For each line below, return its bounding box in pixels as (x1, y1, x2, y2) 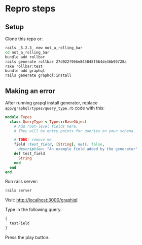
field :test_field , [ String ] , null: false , (14, 142, 105, 147)
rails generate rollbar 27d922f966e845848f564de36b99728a (5, 59, 127, 64)
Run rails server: (5, 179, 38, 185)
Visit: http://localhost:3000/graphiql (5, 197, 78, 203)
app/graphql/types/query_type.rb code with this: (5, 105, 105, 111)
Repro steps (5, 3, 56, 14)
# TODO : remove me (14, 137, 52, 143)
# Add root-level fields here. (14, 124, 78, 129)
